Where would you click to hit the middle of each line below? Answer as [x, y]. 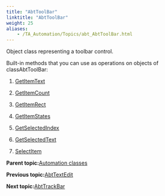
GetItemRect [30, 105]
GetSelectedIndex [37, 128]
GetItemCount [32, 93]
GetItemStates [33, 116]
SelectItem [28, 151]
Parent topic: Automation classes [47, 163]
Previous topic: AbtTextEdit [40, 175]
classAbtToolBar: [27, 69]
